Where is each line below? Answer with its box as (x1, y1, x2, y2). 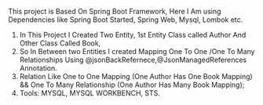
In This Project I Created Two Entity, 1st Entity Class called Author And (19, 31, 247, 39)
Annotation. (19, 63, 57, 73)
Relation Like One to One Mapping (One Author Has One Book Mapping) (19, 72, 253, 81)
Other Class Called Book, (19, 38, 101, 48)
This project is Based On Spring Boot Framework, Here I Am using (8, 7, 221, 16)
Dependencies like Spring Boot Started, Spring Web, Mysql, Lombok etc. (8, 15, 243, 24)
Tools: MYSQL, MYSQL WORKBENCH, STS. (19, 89, 161, 97)
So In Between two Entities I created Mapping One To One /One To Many (19, 47, 255, 56)
